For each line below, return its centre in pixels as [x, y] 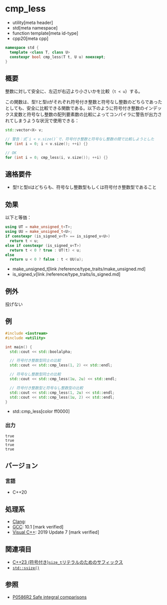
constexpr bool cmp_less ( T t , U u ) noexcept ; [58, 57]
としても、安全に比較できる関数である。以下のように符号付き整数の [75, 108]
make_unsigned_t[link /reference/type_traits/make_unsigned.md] [79, 269]
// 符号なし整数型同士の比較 [35, 374]
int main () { [19, 347]
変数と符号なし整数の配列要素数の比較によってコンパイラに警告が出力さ [88, 114]
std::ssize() [26, 568]
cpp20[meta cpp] [30, 38]
